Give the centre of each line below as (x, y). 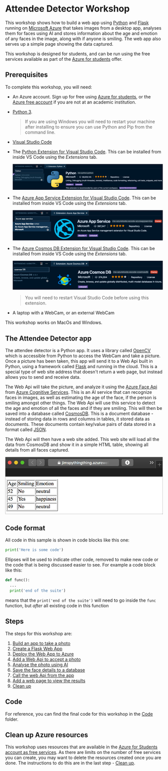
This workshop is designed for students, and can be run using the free (78, 54)
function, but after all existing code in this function (57, 605)
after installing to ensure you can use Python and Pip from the (88, 127)
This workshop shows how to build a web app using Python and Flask (77, 23)
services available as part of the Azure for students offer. (64, 59)
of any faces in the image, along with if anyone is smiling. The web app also (83, 39)
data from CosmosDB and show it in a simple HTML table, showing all (77, 445)
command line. (40, 132)
